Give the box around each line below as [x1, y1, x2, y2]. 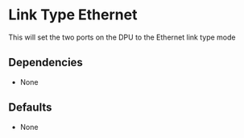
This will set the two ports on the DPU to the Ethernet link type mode [8, 32, 236, 42]
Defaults [8, 101, 52, 115]
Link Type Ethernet [8, 6, 138, 24]
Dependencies [8, 56, 83, 69]
